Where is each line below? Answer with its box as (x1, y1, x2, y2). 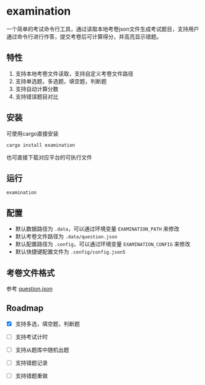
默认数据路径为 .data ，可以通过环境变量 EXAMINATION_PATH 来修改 (15, 225, 179, 233)
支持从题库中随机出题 (15, 346, 69, 353)
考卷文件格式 (6, 268, 55, 278)
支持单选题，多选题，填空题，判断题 (15, 78, 107, 85)
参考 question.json (6, 285, 53, 292)
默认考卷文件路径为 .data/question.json (15, 233, 117, 240)
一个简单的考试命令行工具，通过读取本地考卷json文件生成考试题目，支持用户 (6, 25, 199, 32)
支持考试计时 (15, 333, 48, 340)
